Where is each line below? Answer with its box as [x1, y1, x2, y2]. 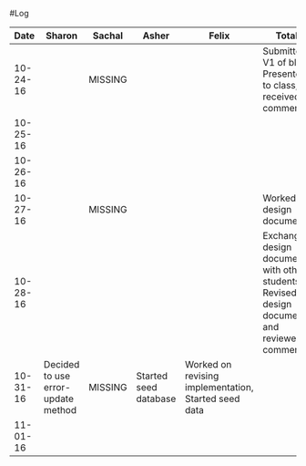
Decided [44, 358, 80, 370]
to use [44, 369, 71, 382]
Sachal [92, 29, 124, 42]
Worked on [185, 358, 232, 370]
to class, [262, 79, 299, 91]
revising [185, 369, 219, 382]
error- [44, 381, 71, 393]
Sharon [45, 29, 78, 42]
